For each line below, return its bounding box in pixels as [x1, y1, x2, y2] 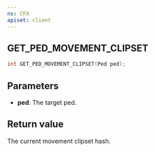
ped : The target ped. [17, 99, 77, 106]
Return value [7, 119, 64, 130]
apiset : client [7, 17, 51, 24]
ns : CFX [7, 10, 30, 17]
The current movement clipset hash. [7, 137, 111, 145]
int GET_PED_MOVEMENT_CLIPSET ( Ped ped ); [7, 60, 127, 68]
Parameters [7, 80, 59, 92]
